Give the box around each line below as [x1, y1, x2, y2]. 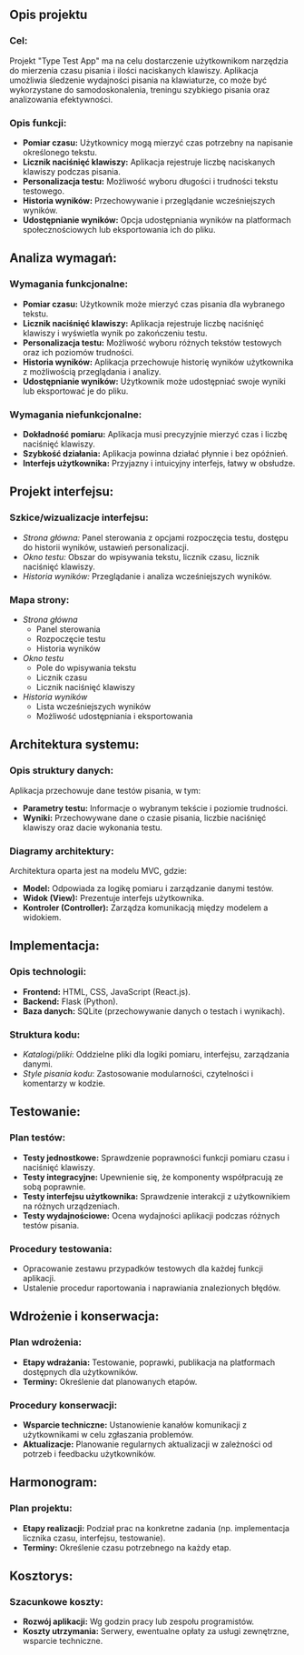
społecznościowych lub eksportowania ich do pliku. [22, 224, 216, 235]
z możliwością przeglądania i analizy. [22, 366, 162, 376]
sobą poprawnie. [22, 1181, 86, 1192]
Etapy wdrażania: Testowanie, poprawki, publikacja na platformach [22, 1357, 276, 1368]
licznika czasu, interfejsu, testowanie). [22, 1532, 166, 1543]
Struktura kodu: [9, 1028, 81, 1040]
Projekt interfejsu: [9, 484, 114, 499]
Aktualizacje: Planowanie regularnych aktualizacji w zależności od [22, 1439, 273, 1449]
